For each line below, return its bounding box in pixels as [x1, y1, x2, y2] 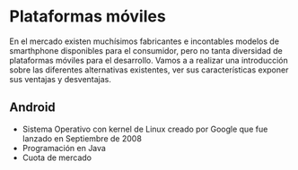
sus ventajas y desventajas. [9, 73, 112, 84]
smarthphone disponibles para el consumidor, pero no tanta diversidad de [9, 45, 283, 55]
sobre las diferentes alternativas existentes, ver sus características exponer [9, 64, 289, 75]
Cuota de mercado [22, 152, 92, 163]
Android [9, 100, 56, 115]
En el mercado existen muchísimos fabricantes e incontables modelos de [9, 36, 280, 47]
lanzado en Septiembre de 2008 [22, 132, 142, 144]
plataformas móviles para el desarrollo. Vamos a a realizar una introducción [9, 55, 289, 65]
